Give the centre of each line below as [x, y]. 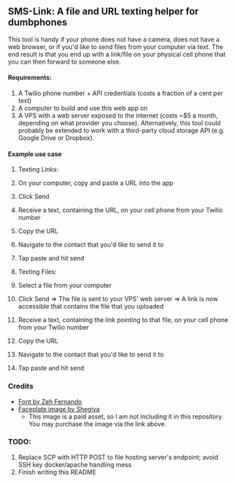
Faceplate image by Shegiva [59, 409]
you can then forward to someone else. [64, 62]
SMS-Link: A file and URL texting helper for [103, 12]
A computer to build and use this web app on [83, 108]
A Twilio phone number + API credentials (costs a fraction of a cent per [120, 93]
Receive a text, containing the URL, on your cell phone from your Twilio [120, 210]
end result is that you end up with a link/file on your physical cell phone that [117, 54]
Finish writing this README [57, 472]
